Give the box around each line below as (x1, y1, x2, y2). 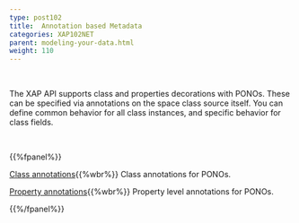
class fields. (9, 117, 54, 128)
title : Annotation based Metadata (9, 21, 143, 30)
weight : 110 (9, 47, 54, 56)
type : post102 (9, 13, 63, 22)
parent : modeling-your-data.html (9, 38, 135, 47)
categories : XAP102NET (9, 30, 94, 39)
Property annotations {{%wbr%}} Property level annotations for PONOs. (9, 186, 274, 197)
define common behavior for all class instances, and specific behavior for (9, 107, 281, 118)
